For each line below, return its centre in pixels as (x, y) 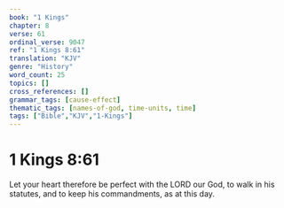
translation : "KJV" (45, 58)
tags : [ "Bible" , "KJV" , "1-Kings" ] (71, 116)
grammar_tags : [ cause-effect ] (65, 100)
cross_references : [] (49, 91)
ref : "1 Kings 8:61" (47, 50)
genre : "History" (41, 67)
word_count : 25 (37, 75)
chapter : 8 (29, 26)
